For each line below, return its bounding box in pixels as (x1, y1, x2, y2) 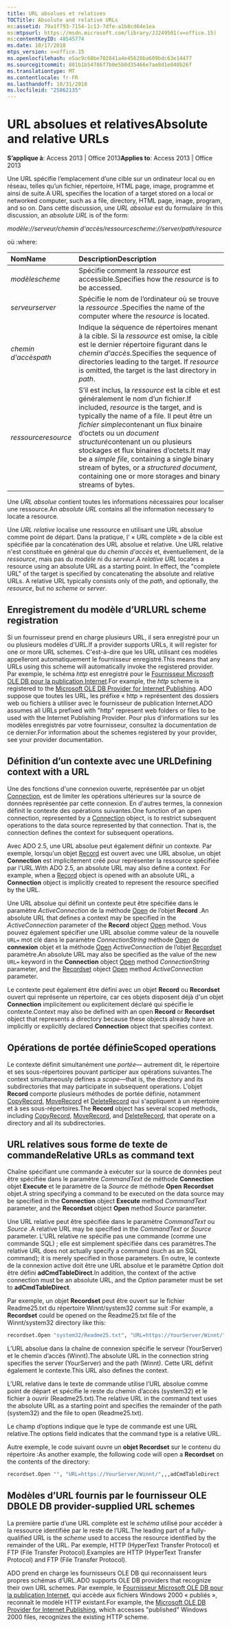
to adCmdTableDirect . (7, 1283, 71, 1291)
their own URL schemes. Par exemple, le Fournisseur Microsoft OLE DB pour (7, 1583, 223, 1592)
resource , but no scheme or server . (7, 584, 107, 593)
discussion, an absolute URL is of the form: (7, 211, 129, 220)
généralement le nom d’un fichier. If (78, 394, 192, 403)
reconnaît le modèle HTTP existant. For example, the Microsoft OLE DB (7, 1598, 206, 1606)
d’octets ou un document (78, 428, 159, 438)
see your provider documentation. (7, 735, 104, 743)
